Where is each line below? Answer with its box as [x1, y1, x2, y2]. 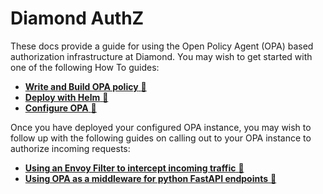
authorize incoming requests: [10, 142, 131, 154]
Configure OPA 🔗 [24, 102, 97, 114]
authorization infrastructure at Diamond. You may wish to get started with [10, 50, 313, 62]
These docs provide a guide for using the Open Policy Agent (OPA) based [10, 40, 314, 52]
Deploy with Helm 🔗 [24, 91, 109, 103]
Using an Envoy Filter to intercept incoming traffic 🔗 [24, 162, 245, 174]
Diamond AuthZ [10, 7, 145, 30]
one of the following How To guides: [10, 61, 160, 73]
